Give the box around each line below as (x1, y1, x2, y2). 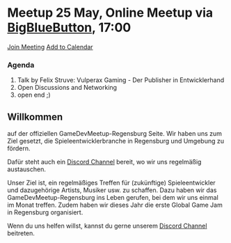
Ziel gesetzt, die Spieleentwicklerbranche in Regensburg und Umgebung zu (7, 137, 225, 146)
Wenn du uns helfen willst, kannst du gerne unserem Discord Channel (7, 221, 207, 230)
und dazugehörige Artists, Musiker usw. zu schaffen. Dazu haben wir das (7, 186, 217, 194)
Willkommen (7, 111, 63, 123)
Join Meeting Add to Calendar (7, 42, 93, 51)
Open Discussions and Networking (17, 84, 117, 92)
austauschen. (7, 165, 47, 173)
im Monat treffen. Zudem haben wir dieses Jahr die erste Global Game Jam (7, 201, 223, 210)
